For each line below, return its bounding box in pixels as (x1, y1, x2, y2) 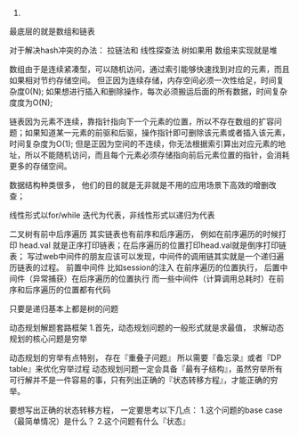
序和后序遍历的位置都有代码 (9, 284, 111, 295)
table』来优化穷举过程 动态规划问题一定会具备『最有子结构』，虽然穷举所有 (9, 364, 283, 373)
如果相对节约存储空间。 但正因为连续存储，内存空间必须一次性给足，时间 (9, 75, 277, 86)
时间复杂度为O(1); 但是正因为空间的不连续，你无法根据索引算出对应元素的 (9, 138, 279, 149)
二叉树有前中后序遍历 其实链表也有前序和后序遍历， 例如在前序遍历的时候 (9, 229, 279, 239)
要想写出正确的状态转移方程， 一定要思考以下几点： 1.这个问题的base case (9, 405, 283, 415)
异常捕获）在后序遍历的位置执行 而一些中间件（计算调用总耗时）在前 (32, 274, 285, 283)
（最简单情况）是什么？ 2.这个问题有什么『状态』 (9, 416, 190, 426)
